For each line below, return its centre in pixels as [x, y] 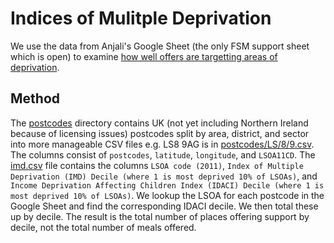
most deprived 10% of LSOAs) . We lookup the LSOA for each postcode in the [167, 195]
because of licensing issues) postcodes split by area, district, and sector [160, 133]
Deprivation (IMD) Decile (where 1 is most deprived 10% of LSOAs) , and [164, 176]
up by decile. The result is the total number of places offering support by [160, 216]
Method [35, 98]
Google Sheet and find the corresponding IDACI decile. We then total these [164, 206]
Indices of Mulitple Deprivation [141, 18]
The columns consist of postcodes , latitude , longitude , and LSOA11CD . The [163, 154]
